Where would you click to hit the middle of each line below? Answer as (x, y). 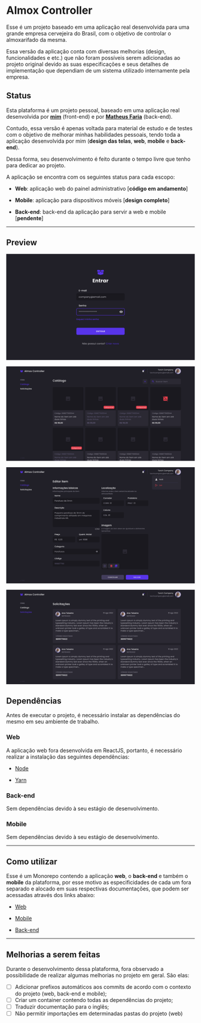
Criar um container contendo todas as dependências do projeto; (94, 1000)
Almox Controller (49, 10)
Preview (22, 243)
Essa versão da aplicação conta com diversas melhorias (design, (86, 51)
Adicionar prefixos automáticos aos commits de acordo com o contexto (103, 986)
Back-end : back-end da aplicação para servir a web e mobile (90, 212)
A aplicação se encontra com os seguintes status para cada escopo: (91, 177)
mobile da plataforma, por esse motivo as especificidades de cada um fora (99, 883)
